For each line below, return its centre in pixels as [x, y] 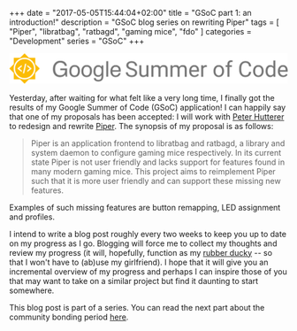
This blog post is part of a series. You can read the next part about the [137, 307]
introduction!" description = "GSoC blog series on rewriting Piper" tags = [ [145, 22]
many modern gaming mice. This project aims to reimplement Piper [153, 171]
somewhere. [32, 290]
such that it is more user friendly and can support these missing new [156, 181]
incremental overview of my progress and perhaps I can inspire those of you [148, 271]
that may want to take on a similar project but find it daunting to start [134, 281]
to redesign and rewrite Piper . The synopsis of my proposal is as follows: [141, 126]
